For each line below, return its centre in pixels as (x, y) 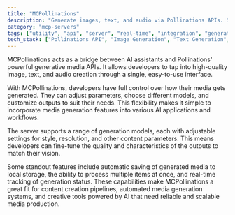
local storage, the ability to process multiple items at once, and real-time (112, 175)
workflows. (23, 118)
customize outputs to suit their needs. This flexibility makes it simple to (109, 103)
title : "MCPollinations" (43, 14)
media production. (34, 204)
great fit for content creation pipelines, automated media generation (105, 189)
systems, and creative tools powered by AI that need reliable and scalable (114, 197)
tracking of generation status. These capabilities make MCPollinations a (111, 181)
